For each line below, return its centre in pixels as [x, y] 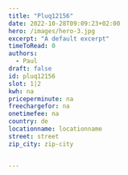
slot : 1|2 [25, 83]
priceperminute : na [41, 99]
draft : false [30, 69]
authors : [23, 53]
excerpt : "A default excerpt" [59, 38]
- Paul [27, 62]
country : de [28, 122]
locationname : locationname [56, 129]
